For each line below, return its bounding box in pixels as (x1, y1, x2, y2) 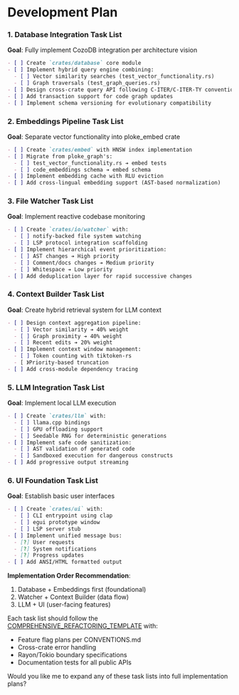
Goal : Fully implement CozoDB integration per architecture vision (7, 46, 198, 54)
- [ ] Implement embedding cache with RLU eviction (7, 172, 164, 180)
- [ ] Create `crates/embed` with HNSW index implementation (7, 146, 193, 153)
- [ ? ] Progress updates (14, 552, 84, 559)
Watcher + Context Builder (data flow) (17, 592, 129, 602)
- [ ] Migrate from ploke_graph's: (7, 152, 113, 160)
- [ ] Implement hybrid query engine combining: (7, 66, 154, 73)
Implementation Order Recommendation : (7, 571, 131, 580)
